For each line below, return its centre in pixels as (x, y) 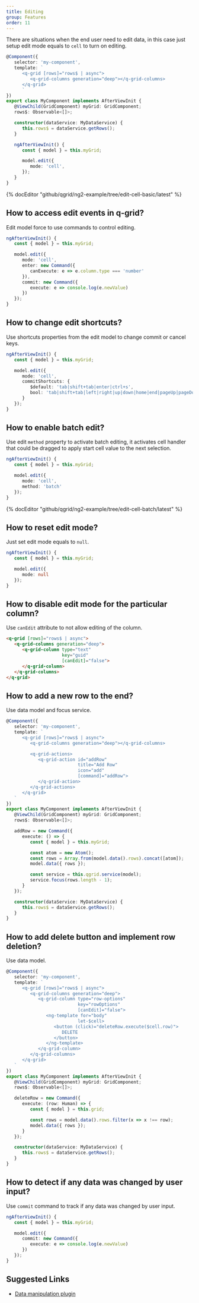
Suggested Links (38, 1280)
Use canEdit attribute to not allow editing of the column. (74, 628)
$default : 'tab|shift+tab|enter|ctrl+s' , (82, 387)
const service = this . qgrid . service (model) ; (86, 874)
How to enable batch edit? (55, 428)
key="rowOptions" (99, 1005)
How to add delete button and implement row (91, 937)
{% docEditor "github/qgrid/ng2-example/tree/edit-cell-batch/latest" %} (94, 509)
